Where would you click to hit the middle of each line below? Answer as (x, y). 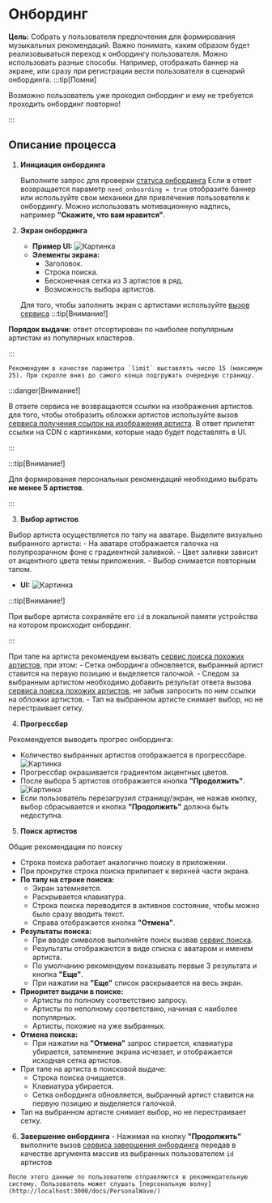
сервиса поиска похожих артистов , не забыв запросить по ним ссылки (132, 690)
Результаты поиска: (56, 931)
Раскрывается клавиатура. (79, 897)
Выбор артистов (49, 518)
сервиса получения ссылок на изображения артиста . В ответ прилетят (132, 423)
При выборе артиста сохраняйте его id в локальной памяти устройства (133, 616)
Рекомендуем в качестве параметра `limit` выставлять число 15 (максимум (136, 368)
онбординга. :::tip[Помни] (53, 79)
